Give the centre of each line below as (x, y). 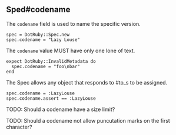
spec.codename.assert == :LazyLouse (51, 98)
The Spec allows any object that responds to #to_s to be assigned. (87, 82)
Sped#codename (38, 10)
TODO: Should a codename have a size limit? (61, 109)
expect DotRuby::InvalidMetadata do (51, 61)
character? (19, 127)
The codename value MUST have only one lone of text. (71, 50)
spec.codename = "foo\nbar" (46, 66)
